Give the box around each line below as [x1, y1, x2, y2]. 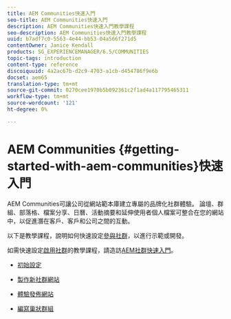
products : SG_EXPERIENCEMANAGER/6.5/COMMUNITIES [7, 49, 149, 56]
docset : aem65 [7, 74, 48, 81]
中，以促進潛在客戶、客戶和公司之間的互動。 [7, 217, 134, 225]
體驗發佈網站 [16, 289, 54, 298]
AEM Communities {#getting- [7, 142, 180, 157]
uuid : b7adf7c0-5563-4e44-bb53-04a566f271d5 [7, 36, 137, 43]
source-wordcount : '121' [7, 100, 78, 107]
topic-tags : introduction [7, 55, 81, 62]
